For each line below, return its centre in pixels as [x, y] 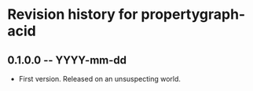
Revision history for [73, 15]
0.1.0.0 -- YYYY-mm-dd [67, 60]
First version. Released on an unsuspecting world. [100, 79]
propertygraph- [193, 15]
